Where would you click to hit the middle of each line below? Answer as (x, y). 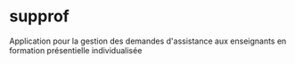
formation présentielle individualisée (76, 50)
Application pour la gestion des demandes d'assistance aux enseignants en (148, 41)
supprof (39, 16)
